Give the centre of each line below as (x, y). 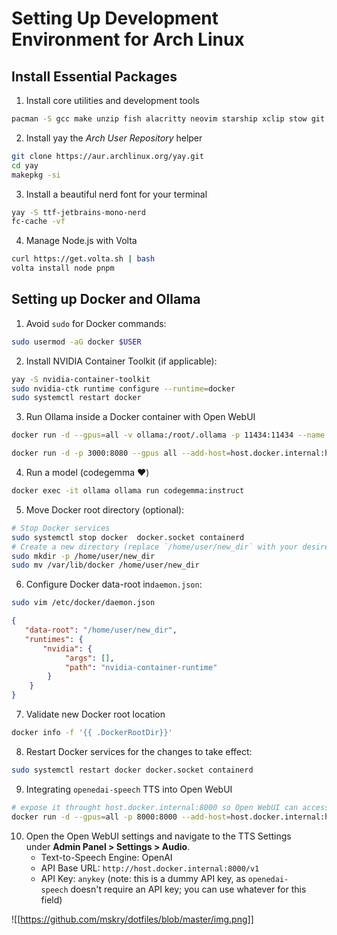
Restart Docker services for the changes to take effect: (139, 751)
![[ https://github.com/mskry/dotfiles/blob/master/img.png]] (132, 919)
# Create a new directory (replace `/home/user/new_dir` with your (155, 547)
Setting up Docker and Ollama (106, 299)
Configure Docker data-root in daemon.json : (114, 584)
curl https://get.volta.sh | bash (83, 259)
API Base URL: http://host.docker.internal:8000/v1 (150, 868)
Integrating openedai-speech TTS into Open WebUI (129, 789)
